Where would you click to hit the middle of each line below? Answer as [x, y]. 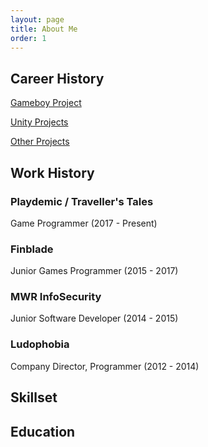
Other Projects [40, 142]
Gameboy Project [46, 103]
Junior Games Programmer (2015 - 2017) [94, 271]
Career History [57, 78]
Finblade [32, 249]
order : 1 [28, 38]
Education [43, 431]
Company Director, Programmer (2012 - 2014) [105, 366]
